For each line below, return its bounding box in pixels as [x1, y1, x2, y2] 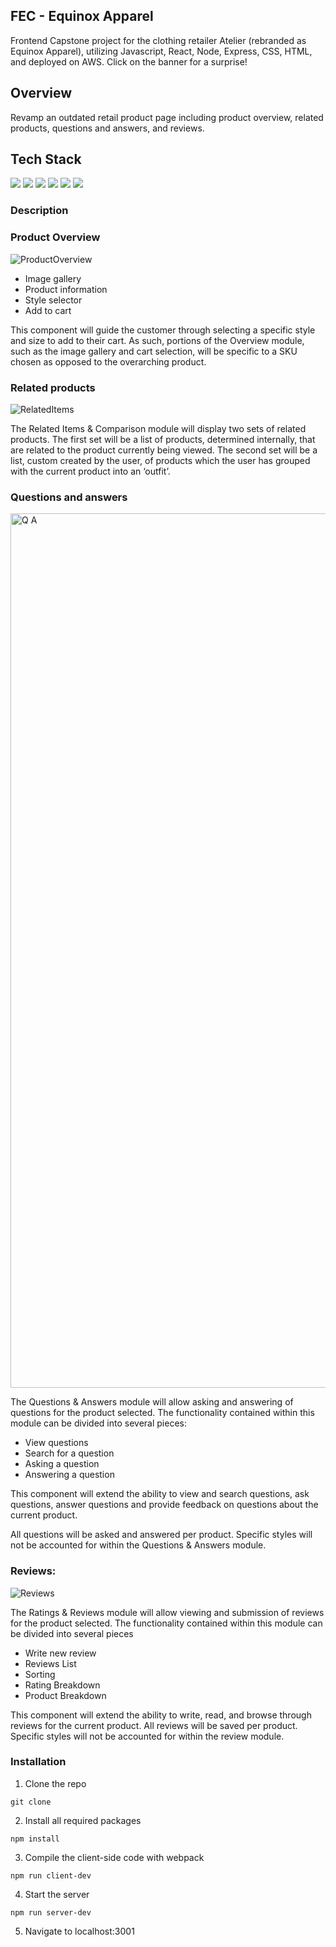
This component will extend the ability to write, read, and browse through [10, 1709, 312, 1721]
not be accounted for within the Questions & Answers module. [10, 1539, 267, 1551]
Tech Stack [10, 151, 82, 168]
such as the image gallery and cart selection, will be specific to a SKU [10, 345, 298, 357]
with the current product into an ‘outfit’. [10, 465, 171, 477]
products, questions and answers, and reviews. [10, 122, 205, 134]
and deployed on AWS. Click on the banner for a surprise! [10, 55, 248, 68]
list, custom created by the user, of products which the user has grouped [10, 454, 311, 466]
